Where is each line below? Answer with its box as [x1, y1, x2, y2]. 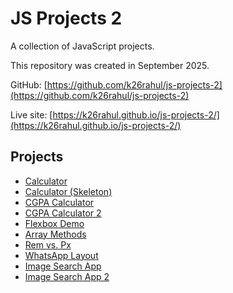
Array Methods [24, 228, 87, 240]
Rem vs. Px [24, 238, 72, 251]
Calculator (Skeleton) [24, 185, 113, 197]
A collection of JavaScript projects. [10, 40, 155, 52]
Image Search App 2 [24, 270, 110, 282]
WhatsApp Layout [24, 249, 99, 261]
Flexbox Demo [24, 217, 85, 229]
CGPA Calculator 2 [24, 207, 102, 219]
